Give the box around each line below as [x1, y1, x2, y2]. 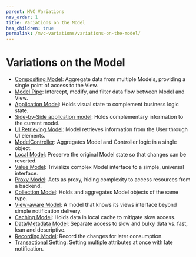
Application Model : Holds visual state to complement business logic [14, 101, 180, 108]
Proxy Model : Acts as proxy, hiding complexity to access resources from [14, 176, 191, 183]
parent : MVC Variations [6, 8, 65, 15]
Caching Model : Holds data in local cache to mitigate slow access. [14, 214, 176, 221]
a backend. [14, 183, 42, 190]
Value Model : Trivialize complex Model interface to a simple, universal [14, 164, 184, 171]
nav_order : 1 [6, 14, 38, 20]
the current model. [14, 119, 60, 127]
